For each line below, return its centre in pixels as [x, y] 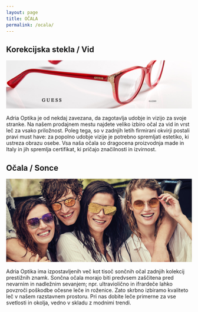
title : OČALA [22, 19]
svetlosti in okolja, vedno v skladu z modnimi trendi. [69, 303]
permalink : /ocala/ [30, 25]
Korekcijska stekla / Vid [50, 49]
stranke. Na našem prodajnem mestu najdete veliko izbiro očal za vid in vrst [98, 124]
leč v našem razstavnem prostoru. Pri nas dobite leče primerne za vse [91, 296]
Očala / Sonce [32, 168]
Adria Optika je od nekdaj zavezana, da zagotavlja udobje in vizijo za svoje [96, 118]
